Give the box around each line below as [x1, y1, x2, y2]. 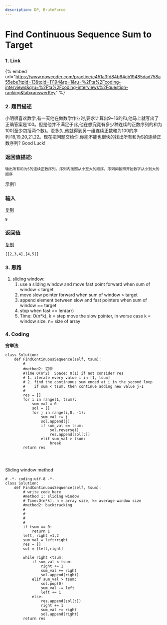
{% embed [5, 68, 27, 75]
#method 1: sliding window [23, 494, 79, 499]
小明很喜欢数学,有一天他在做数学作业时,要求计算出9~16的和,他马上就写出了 [5, 115, 159, 121]
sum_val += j [40, 414, 68, 419]
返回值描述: [5, 154, 33, 161]
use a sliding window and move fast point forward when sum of [19, 281, 151, 287]
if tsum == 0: [23, 524, 52, 529]
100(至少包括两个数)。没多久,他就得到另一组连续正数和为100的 [5, 128, 134, 134]
